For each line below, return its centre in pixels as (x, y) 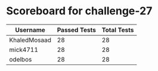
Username (30, 30)
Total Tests (118, 30)
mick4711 (24, 50)
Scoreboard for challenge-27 (79, 11)
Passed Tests (77, 30)
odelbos (21, 59)
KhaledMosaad (30, 40)
